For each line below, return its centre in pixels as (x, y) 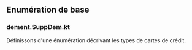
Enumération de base (48, 10)
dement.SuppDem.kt (38, 27)
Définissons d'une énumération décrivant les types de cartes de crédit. (96, 40)
